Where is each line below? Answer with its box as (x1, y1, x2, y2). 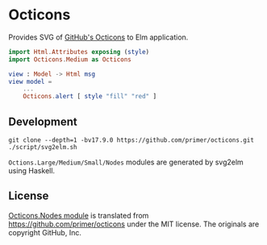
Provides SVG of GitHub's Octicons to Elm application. (8, 32, 189, 42)
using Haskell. (8, 166, 55, 175)
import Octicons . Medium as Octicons (8, 55, 131, 64)
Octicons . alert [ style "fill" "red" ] (23, 93, 157, 101)
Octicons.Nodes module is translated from (8, 210, 149, 220)
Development (8, 114, 78, 128)
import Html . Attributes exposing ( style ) (8, 48, 150, 56)
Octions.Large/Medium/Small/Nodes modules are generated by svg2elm (8, 157, 244, 167)
